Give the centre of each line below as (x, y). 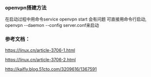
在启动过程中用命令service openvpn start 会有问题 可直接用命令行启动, (76, 19)
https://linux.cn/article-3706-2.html (40, 59)
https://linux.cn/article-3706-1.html (40, 50)
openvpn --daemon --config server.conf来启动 (52, 25)
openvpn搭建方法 (26, 7)
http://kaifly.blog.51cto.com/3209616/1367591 (51, 69)
